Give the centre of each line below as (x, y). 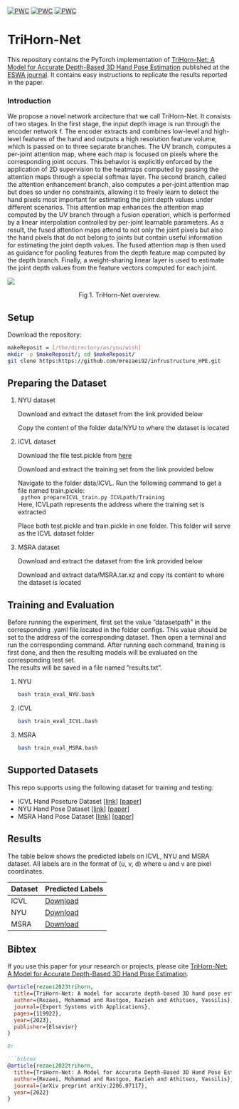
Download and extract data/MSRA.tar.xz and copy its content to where (121, 575)
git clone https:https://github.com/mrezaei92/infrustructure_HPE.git (114, 361)
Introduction (29, 101)
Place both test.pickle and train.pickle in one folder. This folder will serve (124, 526)
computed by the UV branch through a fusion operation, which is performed (119, 215)
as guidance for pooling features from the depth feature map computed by (117, 252)
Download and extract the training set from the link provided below (116, 469)
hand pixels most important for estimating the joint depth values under (110, 200)
